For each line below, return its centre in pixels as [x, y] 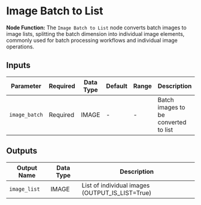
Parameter [26, 86]
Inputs [19, 65]
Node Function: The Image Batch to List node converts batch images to [96, 27]
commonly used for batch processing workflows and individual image [92, 40]
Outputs [22, 151]
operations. [20, 47]
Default [116, 86]
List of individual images [116, 185]
